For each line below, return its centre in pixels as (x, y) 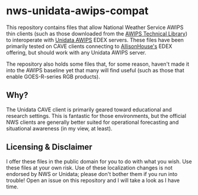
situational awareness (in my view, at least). (59, 128)
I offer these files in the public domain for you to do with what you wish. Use (99, 161)
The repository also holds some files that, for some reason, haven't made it (98, 64)
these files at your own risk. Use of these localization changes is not (90, 168)
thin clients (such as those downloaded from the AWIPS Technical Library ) (97, 33)
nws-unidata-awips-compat (77, 11)
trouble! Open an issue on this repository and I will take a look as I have (93, 180)
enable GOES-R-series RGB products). (53, 76)
